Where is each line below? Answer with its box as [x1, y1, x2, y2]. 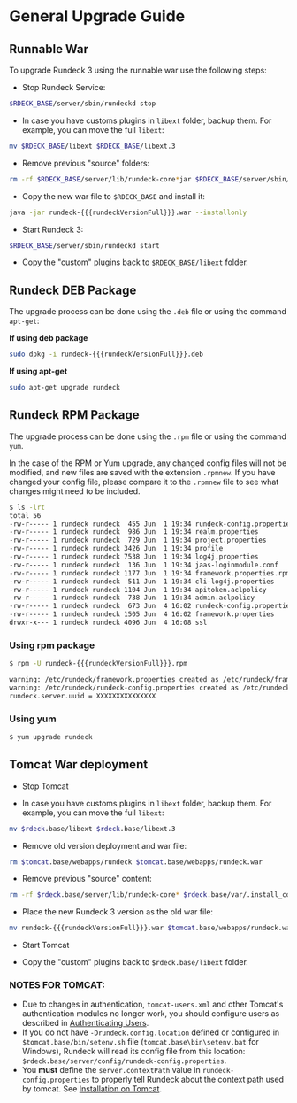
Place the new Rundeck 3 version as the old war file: [21, 906, 214, 917]
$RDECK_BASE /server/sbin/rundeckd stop [9, 99, 156, 108]
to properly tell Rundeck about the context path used [91, 1074, 285, 1085]
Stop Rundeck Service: [21, 82, 106, 92]
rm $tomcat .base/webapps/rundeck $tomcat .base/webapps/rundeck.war [9, 857, 263, 867]
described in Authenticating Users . [21, 1018, 149, 1029]
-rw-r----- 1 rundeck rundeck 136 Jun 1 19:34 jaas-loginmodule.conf [9, 560, 278, 569]
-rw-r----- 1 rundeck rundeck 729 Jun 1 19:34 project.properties [9, 536, 267, 545]
